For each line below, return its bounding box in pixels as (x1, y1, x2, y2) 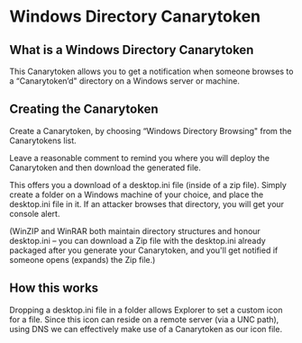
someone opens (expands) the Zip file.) (9, 254, 156, 265)
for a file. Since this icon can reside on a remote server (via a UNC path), (9, 313, 279, 325)
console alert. (9, 208, 60, 219)
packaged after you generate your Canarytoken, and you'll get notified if (9, 245, 279, 256)
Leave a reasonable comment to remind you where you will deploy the (9, 152, 270, 163)
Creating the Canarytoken (9, 102, 160, 117)
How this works (9, 281, 99, 296)
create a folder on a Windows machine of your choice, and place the (9, 189, 264, 200)
